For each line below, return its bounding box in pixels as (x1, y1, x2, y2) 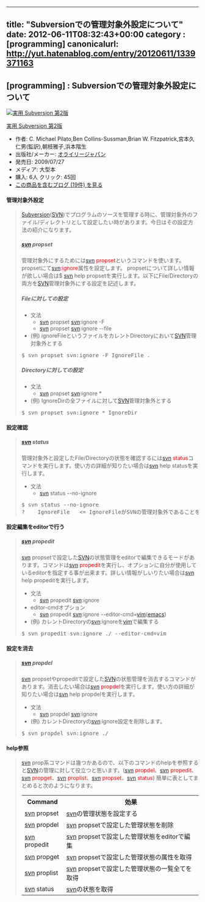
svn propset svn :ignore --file (39, 325, 112, 332)
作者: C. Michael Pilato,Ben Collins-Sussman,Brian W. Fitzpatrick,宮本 (15, 135, 190, 142)
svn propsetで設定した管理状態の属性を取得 (66, 853, 192, 862)
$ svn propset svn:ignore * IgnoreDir (21, 409, 138, 416)
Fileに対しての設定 (21, 295, 68, 302)
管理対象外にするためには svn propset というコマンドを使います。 (21, 257, 185, 264)
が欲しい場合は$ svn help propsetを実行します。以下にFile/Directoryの (21, 272, 198, 279)
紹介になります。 (32, 226, 75, 234)
